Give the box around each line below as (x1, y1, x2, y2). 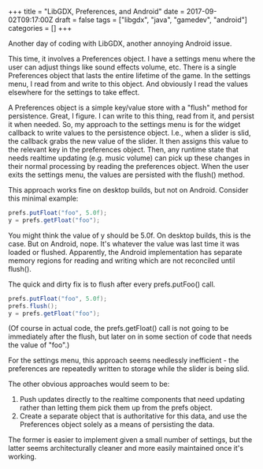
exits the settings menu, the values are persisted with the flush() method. (8, 170, 246, 179)
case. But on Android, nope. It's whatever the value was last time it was (8, 238, 240, 248)
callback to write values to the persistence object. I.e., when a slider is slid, (8, 128, 251, 137)
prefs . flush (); (8, 302, 58, 310)
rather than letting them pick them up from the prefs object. (19, 403, 213, 413)
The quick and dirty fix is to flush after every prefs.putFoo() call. (8, 280, 216, 289)
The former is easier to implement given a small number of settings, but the (8, 435, 253, 445)
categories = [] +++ (8, 24, 72, 32)
